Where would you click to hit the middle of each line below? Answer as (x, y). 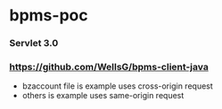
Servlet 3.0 (34, 43)
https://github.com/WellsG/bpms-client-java (109, 67)
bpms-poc (49, 16)
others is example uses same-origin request (103, 96)
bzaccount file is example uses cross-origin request (118, 86)
